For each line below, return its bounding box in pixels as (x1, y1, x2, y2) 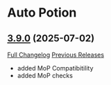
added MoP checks (17, 71, 73, 79)
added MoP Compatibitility (17, 64, 94, 72)
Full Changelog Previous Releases (7, 50, 105, 59)
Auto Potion (7, 5, 77, 21)
